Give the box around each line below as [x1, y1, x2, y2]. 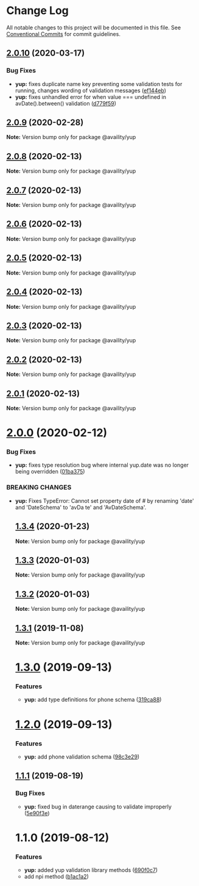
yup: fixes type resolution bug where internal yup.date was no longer [15, 461, 189, 469]
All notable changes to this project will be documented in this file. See [6, 24, 181, 31]
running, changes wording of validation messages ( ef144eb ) [15, 87, 166, 94]
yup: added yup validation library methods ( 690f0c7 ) [24, 866, 158, 874]
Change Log [6, 4, 69, 18]
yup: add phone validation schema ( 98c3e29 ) [24, 753, 140, 760]
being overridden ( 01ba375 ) [15, 468, 85, 475]
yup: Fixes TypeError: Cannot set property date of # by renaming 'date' [15, 497, 194, 504]
